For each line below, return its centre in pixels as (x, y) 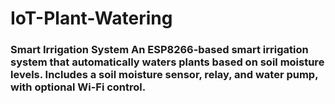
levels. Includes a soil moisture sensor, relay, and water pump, (164, 75)
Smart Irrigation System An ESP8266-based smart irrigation (159, 50)
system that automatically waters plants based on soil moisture (167, 62)
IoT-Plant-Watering (91, 18)
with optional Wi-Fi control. (78, 87)
